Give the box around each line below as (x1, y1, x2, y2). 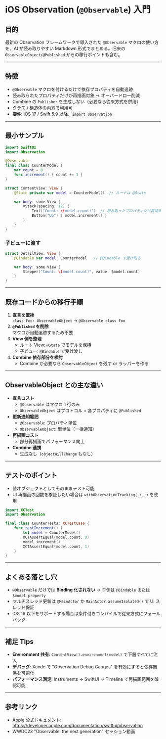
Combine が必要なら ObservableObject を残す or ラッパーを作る (19, 360, 149, 366)
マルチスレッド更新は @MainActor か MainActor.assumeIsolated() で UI (12, 599, 155, 604)
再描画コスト (12, 432, 39, 438)
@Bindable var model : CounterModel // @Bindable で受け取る (14, 255, 141, 261)
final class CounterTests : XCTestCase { (5, 521, 90, 526)
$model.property (12, 594, 46, 599)
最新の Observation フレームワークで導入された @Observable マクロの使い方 (5, 40, 159, 45)
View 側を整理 (12, 335, 42, 341)
